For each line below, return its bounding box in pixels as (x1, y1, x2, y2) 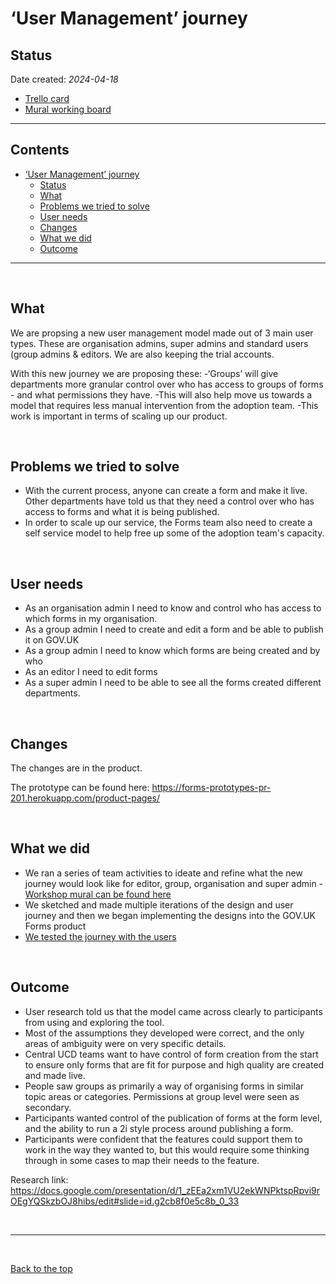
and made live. (24, 1069, 86, 1081)
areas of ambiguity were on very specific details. (24, 1037, 227, 1049)
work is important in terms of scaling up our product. (10, 410, 228, 422)
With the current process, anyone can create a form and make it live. (24, 485, 308, 497)
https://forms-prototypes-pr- (151, 782, 272, 794)
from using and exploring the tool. (24, 1016, 165, 1028)
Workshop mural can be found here (24, 888, 172, 900)
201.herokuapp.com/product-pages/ (10, 792, 161, 804)
